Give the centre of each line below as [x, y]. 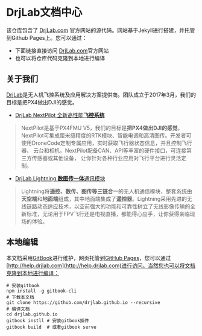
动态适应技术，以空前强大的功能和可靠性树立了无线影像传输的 [114, 206]
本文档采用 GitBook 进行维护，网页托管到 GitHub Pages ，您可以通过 [89, 258]
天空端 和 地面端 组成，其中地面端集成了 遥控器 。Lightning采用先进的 [104, 198]
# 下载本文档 [20, 297]
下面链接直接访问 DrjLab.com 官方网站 [62, 50]
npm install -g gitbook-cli [42, 291]
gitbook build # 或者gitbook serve [51, 327]
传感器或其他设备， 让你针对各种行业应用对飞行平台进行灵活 [106, 158]
